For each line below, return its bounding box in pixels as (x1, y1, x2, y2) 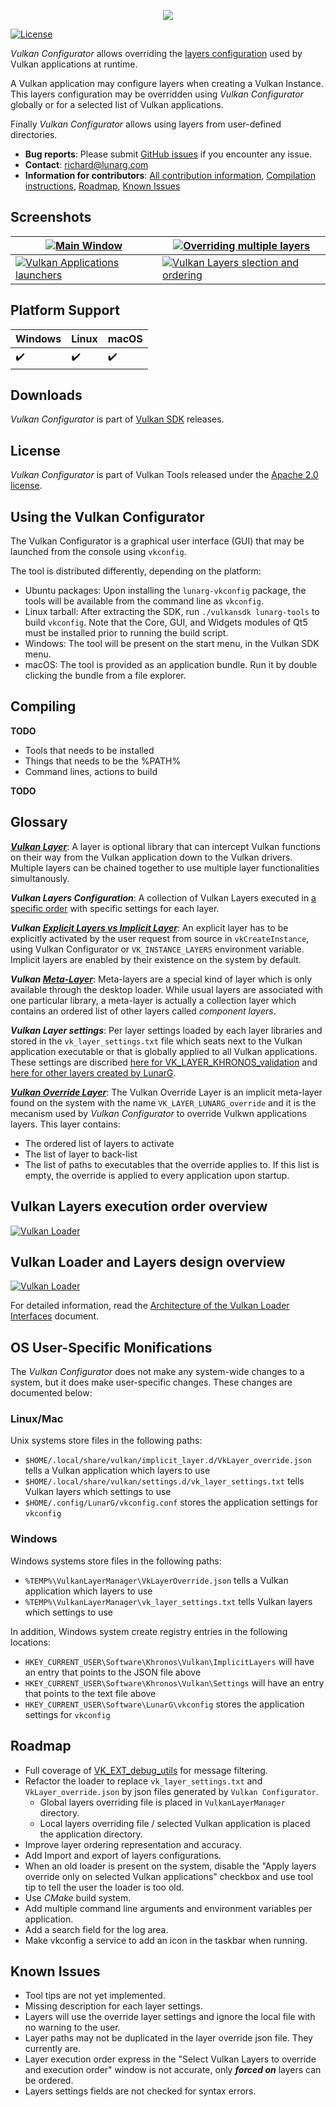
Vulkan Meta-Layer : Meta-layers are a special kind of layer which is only (10, 973, 313, 985)
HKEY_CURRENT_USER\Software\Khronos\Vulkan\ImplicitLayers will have (24, 1655, 315, 1667)
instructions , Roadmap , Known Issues (24, 180, 181, 192)
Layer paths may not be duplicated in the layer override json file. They (24, 2032, 313, 2044)
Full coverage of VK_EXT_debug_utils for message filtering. (24, 1764, 268, 1776)
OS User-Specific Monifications (10, 1339, 213, 1356)
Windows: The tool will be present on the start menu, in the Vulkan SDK (24, 638, 320, 650)
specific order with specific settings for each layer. (10, 902, 220, 914)
